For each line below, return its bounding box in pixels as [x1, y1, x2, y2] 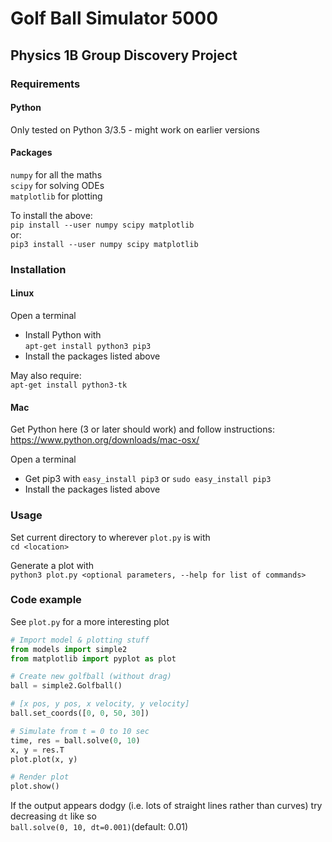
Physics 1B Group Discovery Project [10, 47, 238, 64]
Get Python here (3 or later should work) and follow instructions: [10, 423, 275, 436]
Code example [10, 593, 82, 607]
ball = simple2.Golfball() [10, 681, 123, 691]
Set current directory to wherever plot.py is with [10, 531, 211, 543]
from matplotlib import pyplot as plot [10, 653, 177, 664]
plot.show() [10, 782, 60, 792]
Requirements [10, 77, 81, 91]
